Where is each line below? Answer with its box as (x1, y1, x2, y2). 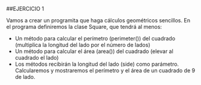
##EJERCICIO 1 (6, 5, 44, 12)
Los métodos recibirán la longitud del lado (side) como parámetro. (14, 60, 179, 68)
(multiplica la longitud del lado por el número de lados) (14, 42, 150, 48)
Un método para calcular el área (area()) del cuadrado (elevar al (14, 48, 173, 55)
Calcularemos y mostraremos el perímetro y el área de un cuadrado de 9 (14, 67, 196, 74)
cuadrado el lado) (14, 54, 59, 61)
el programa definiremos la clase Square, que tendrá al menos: (6, 24, 162, 30)
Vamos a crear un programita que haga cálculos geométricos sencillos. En (6, 17, 191, 24)
